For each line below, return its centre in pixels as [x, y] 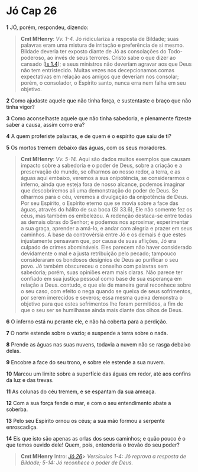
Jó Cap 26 [32, 11]
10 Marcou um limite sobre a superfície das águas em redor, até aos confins [98, 374]
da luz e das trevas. [30, 380]
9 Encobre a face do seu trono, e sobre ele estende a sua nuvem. [86, 362]
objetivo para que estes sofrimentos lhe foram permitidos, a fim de [102, 304]
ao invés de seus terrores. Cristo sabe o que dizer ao [111, 57]
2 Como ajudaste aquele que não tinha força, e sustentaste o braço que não [99, 100]
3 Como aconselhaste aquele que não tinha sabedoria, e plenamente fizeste [99, 118]
